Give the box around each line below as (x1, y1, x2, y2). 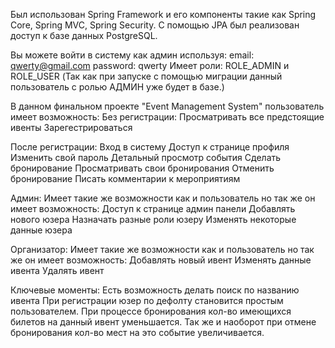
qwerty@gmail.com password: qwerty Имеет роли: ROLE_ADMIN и (10, 60, 290, 71)
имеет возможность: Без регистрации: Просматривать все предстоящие (10, 111, 325, 123)
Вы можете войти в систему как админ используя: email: (10, 49, 255, 61)
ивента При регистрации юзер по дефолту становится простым (10, 295, 284, 306)
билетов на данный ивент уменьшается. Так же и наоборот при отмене (10, 316, 317, 328)
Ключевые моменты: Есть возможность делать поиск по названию (10, 284, 300, 296)
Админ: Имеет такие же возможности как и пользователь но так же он (10, 192, 316, 204)
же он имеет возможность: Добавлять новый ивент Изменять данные (10, 254, 312, 266)
